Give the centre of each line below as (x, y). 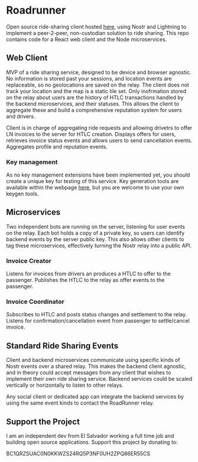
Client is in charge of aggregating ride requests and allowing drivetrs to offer (99, 127)
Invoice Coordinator (35, 301)
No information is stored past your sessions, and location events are (89, 78)
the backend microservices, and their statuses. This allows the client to (92, 104)
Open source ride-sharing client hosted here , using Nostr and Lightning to (96, 27)
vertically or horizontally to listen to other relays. (65, 385)
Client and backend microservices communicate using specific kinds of (93, 360)
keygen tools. (22, 194)
